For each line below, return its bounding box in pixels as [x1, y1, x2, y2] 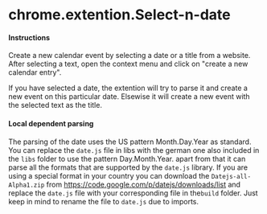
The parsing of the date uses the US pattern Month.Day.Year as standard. [8, 137, 252, 146]
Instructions [8, 32, 51, 42]
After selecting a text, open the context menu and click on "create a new [8, 59, 249, 69]
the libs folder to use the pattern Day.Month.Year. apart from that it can [8, 154, 246, 163]
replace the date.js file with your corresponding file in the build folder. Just [8, 187, 259, 198]
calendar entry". [8, 68, 62, 77]
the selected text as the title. [8, 101, 103, 110]
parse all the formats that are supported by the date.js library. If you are [8, 163, 248, 172]
